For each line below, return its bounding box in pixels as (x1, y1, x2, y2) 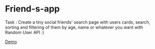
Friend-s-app (5, 3, 60, 14)
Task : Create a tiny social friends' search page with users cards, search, (5, 19, 151, 25)
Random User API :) (5, 29, 45, 35)
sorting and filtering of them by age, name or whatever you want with (5, 24, 143, 30)
